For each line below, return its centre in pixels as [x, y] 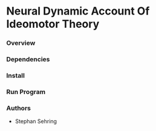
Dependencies [28, 59]
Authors [19, 108]
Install [16, 75]
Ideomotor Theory [53, 24]
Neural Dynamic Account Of [78, 11]
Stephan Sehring [36, 121]
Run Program [26, 92]
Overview [21, 43]
